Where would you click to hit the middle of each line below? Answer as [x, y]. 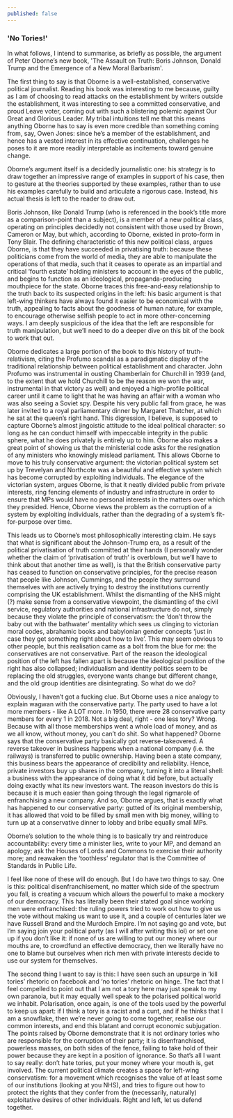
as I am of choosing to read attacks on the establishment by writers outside [115, 96]
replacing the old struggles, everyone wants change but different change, [113, 676]
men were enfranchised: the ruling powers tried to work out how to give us [114, 908]
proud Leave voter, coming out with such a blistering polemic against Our [112, 111]
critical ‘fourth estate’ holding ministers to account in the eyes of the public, [115, 271]
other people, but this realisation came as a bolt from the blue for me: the [112, 646]
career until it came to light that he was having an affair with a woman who [114, 396]
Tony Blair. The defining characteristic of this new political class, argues [110, 242]
